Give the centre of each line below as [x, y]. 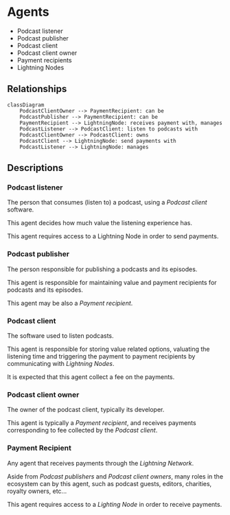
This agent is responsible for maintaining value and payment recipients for [112, 282]
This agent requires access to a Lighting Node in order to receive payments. [115, 504]
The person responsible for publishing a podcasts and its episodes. [102, 269]
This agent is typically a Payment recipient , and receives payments [102, 423]
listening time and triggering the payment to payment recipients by [101, 356]
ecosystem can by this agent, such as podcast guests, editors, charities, [110, 483]
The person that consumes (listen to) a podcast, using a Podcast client [107, 203]
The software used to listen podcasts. [61, 336]
